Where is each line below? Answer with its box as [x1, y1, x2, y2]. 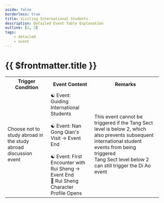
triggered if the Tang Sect [94, 119, 153, 126]
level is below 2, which [94, 125, 146, 132]
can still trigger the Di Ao [94, 162, 151, 169]
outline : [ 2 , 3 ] [5, 25, 38, 30]
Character [50, 183, 74, 190]
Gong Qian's [50, 128, 80, 135]
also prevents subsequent [94, 132, 154, 138]
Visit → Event [50, 135, 81, 141]
